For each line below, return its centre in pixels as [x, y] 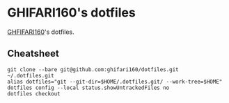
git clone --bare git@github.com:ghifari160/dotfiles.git [93, 69]
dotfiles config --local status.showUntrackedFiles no [88, 88]
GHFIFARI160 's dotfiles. [41, 32]
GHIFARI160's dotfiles [71, 13]
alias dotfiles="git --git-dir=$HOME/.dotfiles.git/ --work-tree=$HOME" [115, 82]
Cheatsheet [33, 54]
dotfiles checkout [34, 94]
